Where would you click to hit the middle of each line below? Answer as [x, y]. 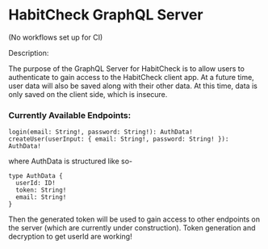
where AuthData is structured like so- [71, 161]
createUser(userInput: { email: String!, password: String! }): [119, 139]
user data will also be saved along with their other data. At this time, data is [133, 86]
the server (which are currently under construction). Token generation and [132, 228]
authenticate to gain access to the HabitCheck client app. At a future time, [131, 77]
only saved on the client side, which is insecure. [88, 94]
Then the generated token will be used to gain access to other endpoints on [134, 219]
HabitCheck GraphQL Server [106, 15]
